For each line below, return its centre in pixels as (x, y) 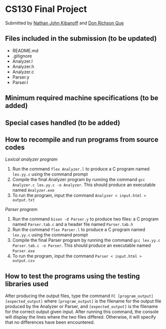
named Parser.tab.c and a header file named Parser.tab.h (73, 224)
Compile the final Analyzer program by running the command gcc (79, 180)
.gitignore (22, 56)
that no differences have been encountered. (50, 323)
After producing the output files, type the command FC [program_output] (79, 296)
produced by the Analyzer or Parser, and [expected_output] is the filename (82, 307)
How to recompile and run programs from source (82, 140)
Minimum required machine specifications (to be (82, 98)
